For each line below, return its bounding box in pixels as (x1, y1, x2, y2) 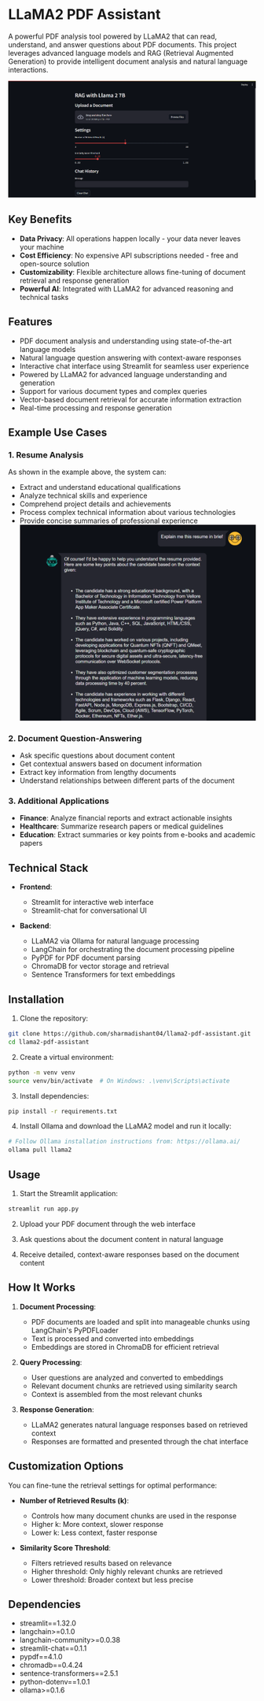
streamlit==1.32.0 (19, 1618, 77, 1628)
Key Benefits (8, 213, 72, 226)
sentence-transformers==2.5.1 (19, 1669, 119, 1678)
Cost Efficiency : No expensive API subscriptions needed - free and (19, 250, 238, 260)
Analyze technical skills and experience (19, 491, 148, 501)
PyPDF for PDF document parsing (31, 953, 141, 962)
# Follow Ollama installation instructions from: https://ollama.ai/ (8, 1138, 241, 1146)
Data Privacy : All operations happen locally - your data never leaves (19, 234, 241, 243)
